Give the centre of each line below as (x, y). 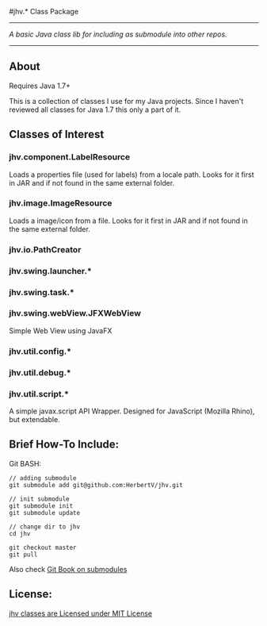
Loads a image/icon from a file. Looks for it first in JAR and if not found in (128, 221)
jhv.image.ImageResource (61, 203)
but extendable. (34, 419)
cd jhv (20, 534)
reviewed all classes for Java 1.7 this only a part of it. (95, 109)
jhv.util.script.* (39, 394)
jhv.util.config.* (40, 351)
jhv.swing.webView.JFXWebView (75, 313)
